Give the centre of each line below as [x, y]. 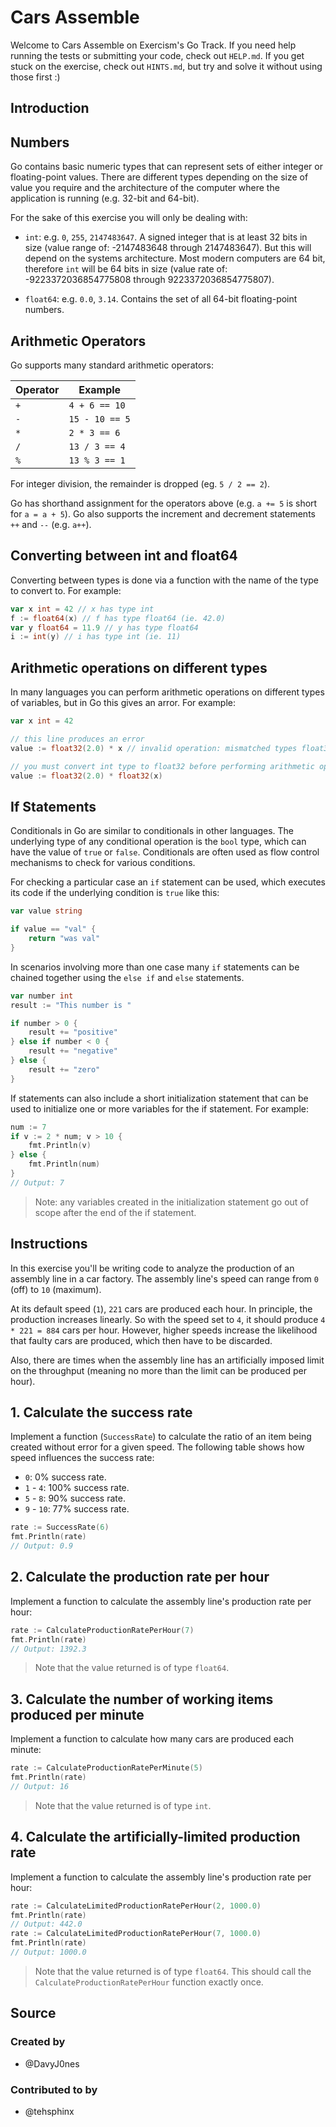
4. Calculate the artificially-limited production [155, 1837]
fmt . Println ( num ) [64, 1164]
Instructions [49, 1244]
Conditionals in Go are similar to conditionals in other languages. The [152, 831]
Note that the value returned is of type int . [123, 1805]
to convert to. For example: [66, 590]
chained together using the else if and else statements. [127, 977]
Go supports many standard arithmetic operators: [112, 365]
